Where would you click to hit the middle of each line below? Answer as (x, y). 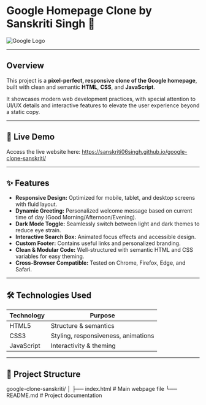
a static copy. (23, 112)
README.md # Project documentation (54, 395)
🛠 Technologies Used (49, 295)
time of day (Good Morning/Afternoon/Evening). (76, 218)
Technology (27, 316)
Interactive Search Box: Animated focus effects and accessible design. (105, 237)
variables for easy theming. (50, 256)
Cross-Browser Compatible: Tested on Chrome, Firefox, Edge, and (100, 263)
